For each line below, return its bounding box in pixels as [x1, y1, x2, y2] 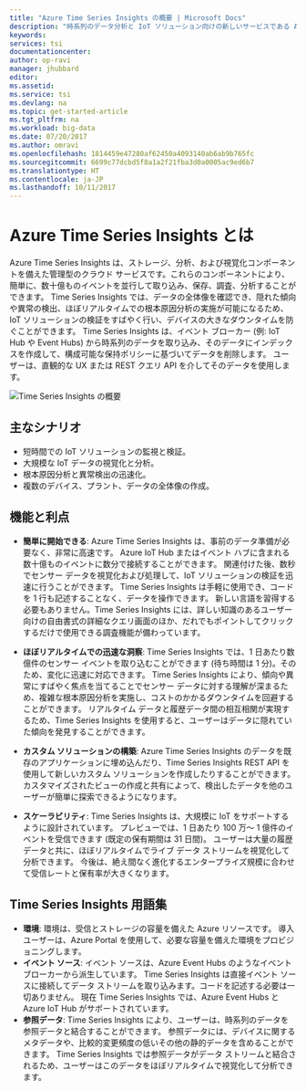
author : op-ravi [9, 56, 71, 65]
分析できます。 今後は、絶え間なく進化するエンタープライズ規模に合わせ [22, 855, 296, 867]
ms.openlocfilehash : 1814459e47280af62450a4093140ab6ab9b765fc [9, 149, 255, 158]
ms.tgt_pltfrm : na [9, 115, 79, 124]
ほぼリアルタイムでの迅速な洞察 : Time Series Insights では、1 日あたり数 [22, 645, 295, 657]
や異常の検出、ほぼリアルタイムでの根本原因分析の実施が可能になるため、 [9, 303, 289, 314]
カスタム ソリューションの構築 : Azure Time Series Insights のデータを [22, 745, 284, 756]
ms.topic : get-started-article [9, 107, 128, 116]
